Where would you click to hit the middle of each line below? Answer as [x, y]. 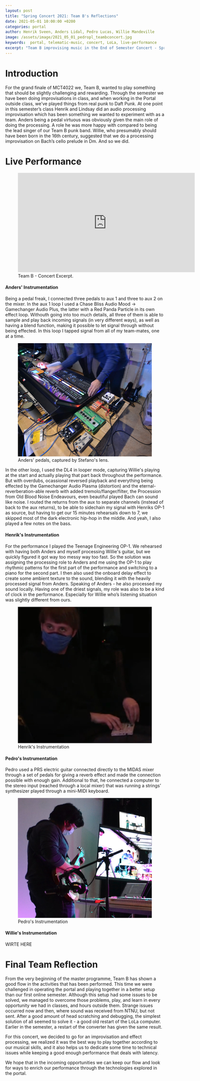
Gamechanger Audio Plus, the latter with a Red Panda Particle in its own [80, 309]
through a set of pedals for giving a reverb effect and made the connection [83, 775]
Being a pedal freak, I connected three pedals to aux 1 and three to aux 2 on [84, 298]
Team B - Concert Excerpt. [46, 276]
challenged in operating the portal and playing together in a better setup [80, 989]
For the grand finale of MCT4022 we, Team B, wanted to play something [80, 87]
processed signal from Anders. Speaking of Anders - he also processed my [84, 584]
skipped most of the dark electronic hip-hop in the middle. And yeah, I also [83, 518]
